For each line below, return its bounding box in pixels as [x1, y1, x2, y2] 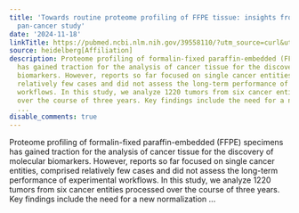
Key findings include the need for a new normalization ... [9, 193, 216, 205]
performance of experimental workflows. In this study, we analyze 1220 [9, 175, 271, 185]
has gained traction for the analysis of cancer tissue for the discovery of [9, 146, 274, 157]
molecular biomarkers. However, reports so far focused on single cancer [9, 156, 275, 167]
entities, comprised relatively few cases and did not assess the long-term [9, 166, 279, 176]
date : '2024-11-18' [9, 29, 82, 38]
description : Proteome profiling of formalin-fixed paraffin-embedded [9, 54, 277, 63]
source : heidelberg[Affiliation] [9, 46, 133, 55]
